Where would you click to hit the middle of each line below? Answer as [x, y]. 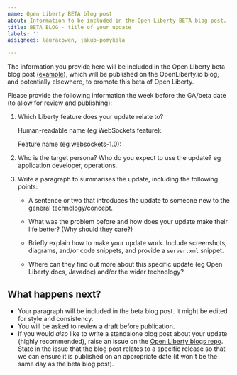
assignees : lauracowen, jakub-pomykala [66, 40]
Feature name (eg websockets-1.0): [70, 144]
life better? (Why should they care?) [81, 229]
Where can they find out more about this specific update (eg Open [125, 264]
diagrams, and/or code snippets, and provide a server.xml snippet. [126, 251]
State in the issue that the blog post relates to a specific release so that [121, 349]
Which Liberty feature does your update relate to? [90, 117]
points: [28, 187]
